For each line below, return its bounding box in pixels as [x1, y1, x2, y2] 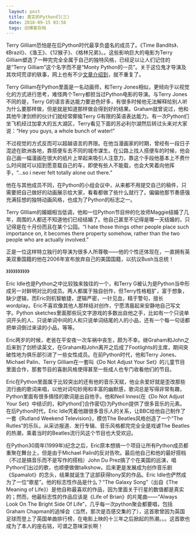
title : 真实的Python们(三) [8, 14, 70, 20]
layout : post [8, 8, 41, 15]
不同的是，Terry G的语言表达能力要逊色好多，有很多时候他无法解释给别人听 [6, 98, 188, 105]
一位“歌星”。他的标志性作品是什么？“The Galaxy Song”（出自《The [16, 479, 178, 486]
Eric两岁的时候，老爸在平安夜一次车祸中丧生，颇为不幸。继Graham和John [6, 336, 185, 343]
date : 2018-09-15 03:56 [8, 19, 66, 25]
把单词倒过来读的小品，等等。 [6, 324, 78, 331]
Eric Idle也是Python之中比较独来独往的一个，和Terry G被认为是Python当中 [6, 280, 185, 287]
